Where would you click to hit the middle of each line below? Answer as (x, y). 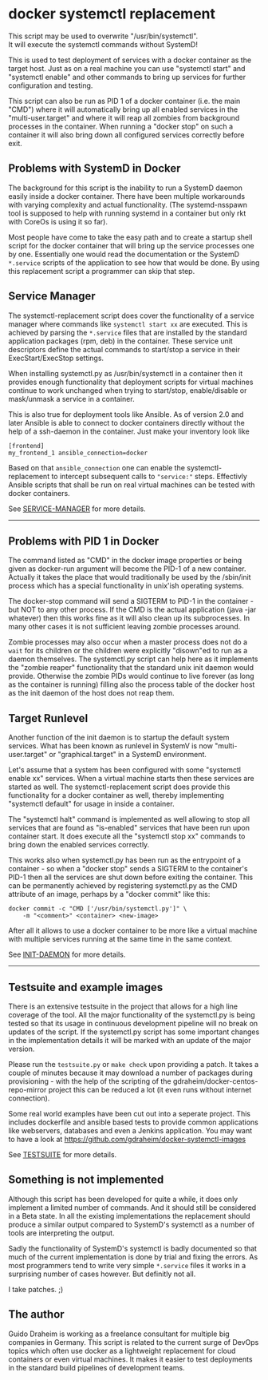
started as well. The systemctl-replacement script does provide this (119, 787)
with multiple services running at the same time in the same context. (120, 939)
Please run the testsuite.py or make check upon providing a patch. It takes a (134, 1064)
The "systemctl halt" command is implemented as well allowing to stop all (129, 819)
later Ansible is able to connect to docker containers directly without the (126, 422)
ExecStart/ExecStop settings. (56, 358)
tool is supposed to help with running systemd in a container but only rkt (127, 213)
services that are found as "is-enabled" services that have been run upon (129, 828)
